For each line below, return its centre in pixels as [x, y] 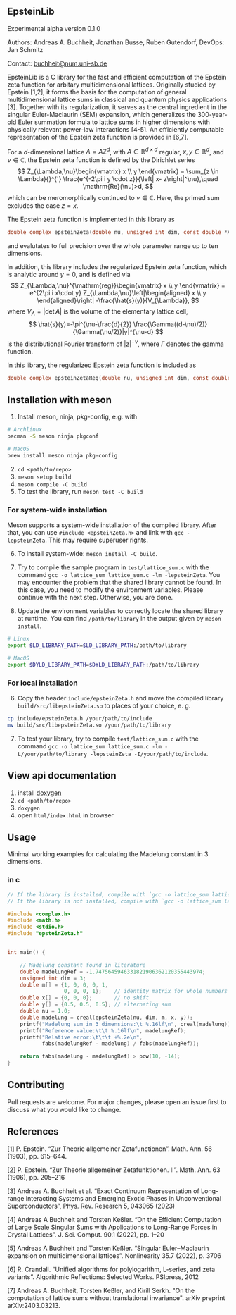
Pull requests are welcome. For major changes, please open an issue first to [117, 1101]
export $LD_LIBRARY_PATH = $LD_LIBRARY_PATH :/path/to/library [97, 646]
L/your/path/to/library [52, 754]
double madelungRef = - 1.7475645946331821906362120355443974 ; [113, 972]
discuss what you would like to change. [64, 1109]
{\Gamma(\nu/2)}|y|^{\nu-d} [113, 332]
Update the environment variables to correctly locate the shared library [120, 611]
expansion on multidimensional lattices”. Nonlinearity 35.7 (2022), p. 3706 [114, 1255]
